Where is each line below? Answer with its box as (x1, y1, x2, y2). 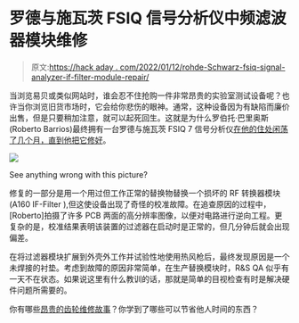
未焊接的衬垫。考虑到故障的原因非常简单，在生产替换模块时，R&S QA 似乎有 (9, 262, 289, 273)
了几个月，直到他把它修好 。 (9, 135, 111, 145)
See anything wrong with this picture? (9, 169, 149, 179)
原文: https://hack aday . (30, 62, 118, 72)
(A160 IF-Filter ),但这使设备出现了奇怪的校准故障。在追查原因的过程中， (9, 198, 271, 210)
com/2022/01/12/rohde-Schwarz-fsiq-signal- (119, 62, 286, 72)
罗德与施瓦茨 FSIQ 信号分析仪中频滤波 (9, 8, 287, 29)
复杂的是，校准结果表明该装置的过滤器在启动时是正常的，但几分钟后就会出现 (9, 220, 290, 232)
